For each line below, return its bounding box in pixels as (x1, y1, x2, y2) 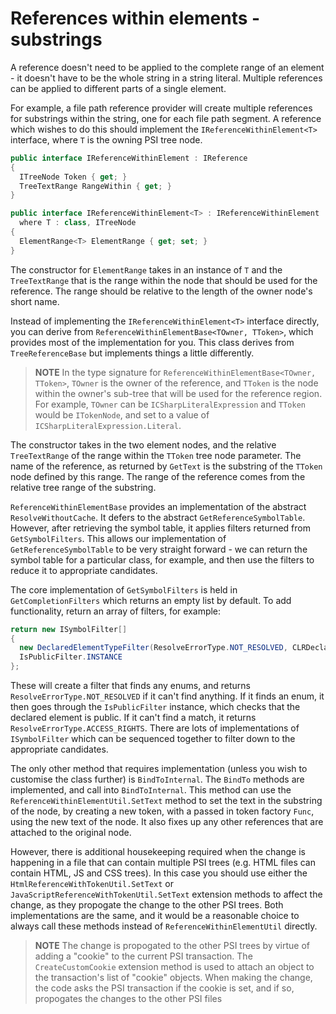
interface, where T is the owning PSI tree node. (10, 133, 203, 146)
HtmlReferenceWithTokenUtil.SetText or (10, 878, 175, 890)
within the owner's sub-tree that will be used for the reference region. (34, 387, 323, 399)
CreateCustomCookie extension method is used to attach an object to (34, 961, 315, 973)
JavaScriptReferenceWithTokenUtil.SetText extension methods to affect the (10, 888, 323, 901)
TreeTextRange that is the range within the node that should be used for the (10, 274, 318, 286)
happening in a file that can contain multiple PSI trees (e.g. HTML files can (10, 857, 317, 869)
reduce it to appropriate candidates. (10, 564, 158, 576)
